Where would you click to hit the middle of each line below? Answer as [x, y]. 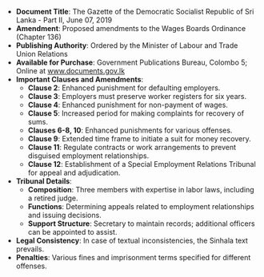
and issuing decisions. [64, 215]
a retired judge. [53, 198]
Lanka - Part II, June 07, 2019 [64, 20]
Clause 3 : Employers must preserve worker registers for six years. [137, 96]
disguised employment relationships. [88, 156]
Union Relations [42, 54]
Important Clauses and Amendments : [80, 79]
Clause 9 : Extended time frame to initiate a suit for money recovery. [140, 138]
